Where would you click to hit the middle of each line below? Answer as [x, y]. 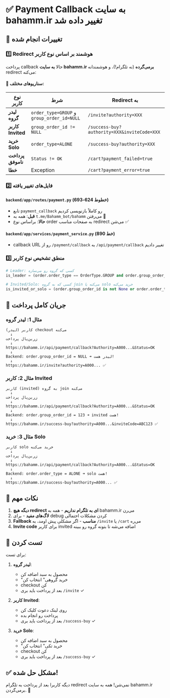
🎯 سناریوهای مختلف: [25, 84]
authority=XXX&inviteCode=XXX [124, 132]
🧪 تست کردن [24, 542]
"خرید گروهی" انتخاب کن [44, 580]
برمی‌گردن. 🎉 [18, 690]
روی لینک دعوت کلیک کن [44, 610]
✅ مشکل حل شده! [32, 672]
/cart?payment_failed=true [120, 159]
